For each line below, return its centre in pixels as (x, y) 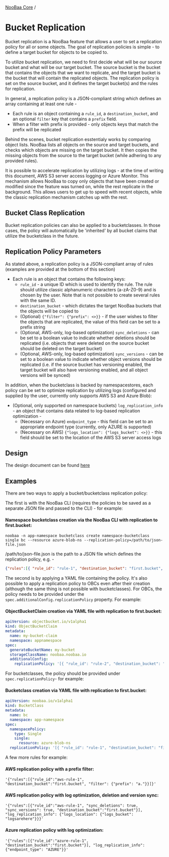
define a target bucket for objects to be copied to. (57, 52)
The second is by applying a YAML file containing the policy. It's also (76, 578)
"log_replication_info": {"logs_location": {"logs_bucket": (70, 815)
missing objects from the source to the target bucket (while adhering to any (83, 155)
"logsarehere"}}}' (24, 819)
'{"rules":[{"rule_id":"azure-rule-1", (47, 841)
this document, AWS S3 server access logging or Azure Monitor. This (77, 176)
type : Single (28, 734)
